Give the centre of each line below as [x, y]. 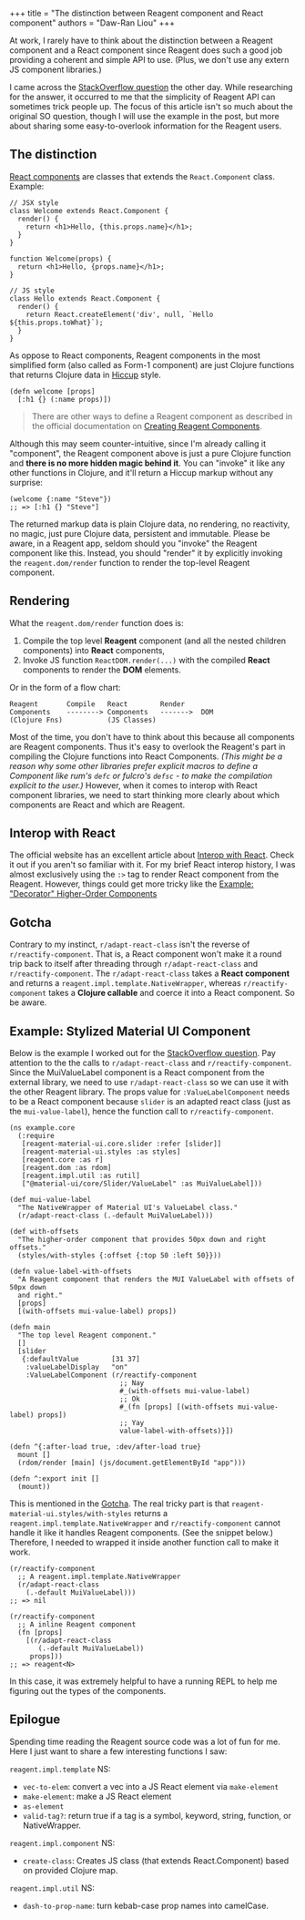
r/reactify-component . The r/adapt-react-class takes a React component [149, 973]
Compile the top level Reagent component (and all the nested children [154, 641]
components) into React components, [94, 650]
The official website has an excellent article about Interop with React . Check [152, 855]
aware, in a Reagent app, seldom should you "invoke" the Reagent [133, 543]
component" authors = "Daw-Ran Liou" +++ [92, 23]
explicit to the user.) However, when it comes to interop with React [133, 785]
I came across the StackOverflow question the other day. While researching [151, 87]
